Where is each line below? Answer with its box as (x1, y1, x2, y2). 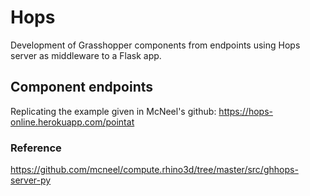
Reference (10, 141, 62, 155)
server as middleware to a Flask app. (10, 49, 162, 61)
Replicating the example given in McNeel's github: (10, 105, 217, 117)
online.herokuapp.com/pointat (10, 116, 135, 128)
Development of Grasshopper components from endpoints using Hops (10, 39, 301, 51)
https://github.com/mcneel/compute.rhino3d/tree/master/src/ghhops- (10, 164, 299, 176)
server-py (10, 174, 52, 186)
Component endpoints (10, 79, 154, 96)
